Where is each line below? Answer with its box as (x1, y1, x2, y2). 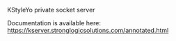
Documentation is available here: (7, 19, 101, 27)
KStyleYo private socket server (7, 6, 95, 14)
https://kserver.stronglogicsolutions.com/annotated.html (7, 27, 169, 34)
